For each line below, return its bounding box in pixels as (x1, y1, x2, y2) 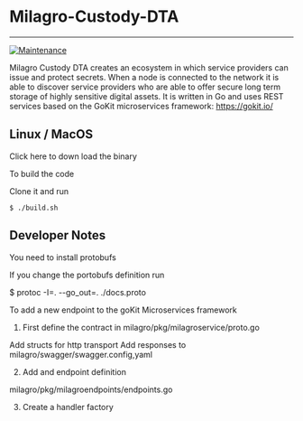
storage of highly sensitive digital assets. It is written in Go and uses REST (9, 90, 284, 101)
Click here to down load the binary (9, 151, 138, 162)
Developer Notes (9, 228, 106, 243)
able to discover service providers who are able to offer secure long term (9, 81, 281, 92)
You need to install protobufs (9, 251, 117, 263)
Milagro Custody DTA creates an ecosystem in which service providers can (9, 61, 289, 73)
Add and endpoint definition (22, 366, 126, 377)
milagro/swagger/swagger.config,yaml (9, 349, 153, 360)
